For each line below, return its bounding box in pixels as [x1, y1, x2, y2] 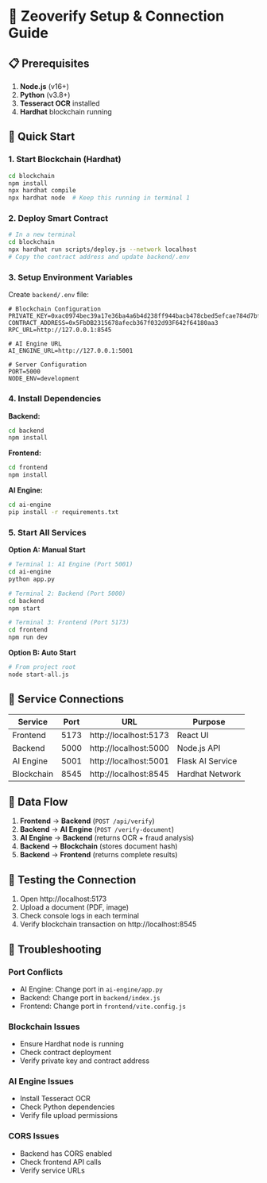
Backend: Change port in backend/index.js [19, 992, 161, 1002]
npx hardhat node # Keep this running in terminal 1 [8, 194, 191, 202]
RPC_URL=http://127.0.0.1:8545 [8, 326, 112, 334]
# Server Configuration [8, 361, 87, 369]
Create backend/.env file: [8, 290, 89, 300]
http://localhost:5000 [89, 742, 169, 753]
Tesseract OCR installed [19, 99, 101, 108]
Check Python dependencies [19, 1102, 115, 1111]
